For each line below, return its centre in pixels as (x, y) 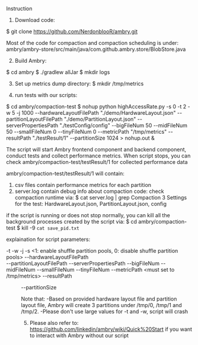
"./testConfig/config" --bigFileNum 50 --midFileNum (124, 125)
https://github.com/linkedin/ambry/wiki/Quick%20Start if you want (111, 329)
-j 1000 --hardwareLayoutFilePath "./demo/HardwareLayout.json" (96, 113)
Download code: (35, 20)
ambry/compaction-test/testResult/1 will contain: (65, 173)
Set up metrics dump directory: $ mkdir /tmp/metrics (79, 83)
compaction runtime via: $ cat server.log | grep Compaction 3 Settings (101, 197)
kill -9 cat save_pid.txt (50, 228)
